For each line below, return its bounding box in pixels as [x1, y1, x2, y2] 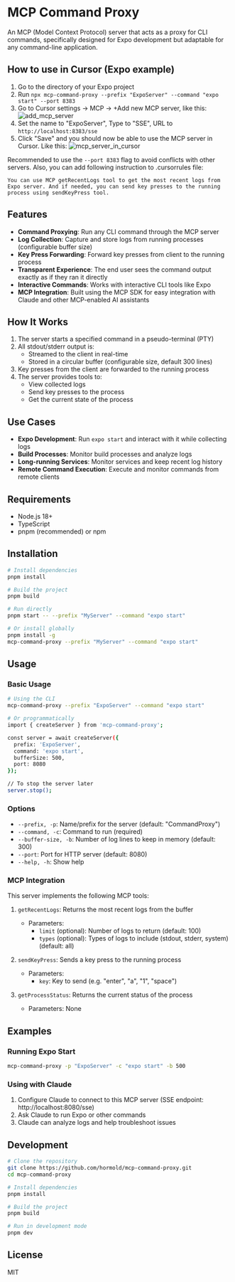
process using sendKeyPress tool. [7, 189, 110, 196]
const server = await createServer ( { [7, 734, 119, 741]
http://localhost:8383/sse [17, 127, 98, 135]
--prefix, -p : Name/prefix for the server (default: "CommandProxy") [17, 820, 221, 829]
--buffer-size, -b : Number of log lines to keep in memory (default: [17, 835, 216, 844]
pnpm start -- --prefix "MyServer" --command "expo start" [7, 613, 186, 620]
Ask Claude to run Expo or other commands [17, 1111, 146, 1119]
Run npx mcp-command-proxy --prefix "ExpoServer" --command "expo [17, 90, 219, 98]
